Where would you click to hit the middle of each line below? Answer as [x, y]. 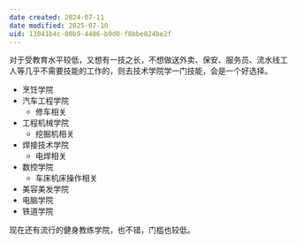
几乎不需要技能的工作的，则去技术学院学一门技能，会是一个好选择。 [148, 71]
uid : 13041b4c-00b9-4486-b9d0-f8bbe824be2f [91, 34]
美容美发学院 [45, 189]
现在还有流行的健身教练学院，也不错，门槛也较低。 [102, 230]
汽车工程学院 [45, 101]
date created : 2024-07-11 [57, 17]
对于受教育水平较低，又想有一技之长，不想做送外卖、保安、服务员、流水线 [145, 60]
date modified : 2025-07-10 [59, 26]
